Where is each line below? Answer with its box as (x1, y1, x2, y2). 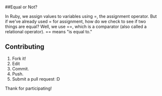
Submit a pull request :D (12, 76, 60, 82)
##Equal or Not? (5, 4, 38, 10)
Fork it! (12, 55, 27, 61)
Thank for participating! (5, 85, 52, 91)
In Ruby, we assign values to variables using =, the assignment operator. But (5, 14, 157, 19)
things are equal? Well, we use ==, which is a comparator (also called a (5, 24, 147, 29)
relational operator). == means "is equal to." (5, 29, 92, 34)
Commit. (12, 66, 29, 71)
